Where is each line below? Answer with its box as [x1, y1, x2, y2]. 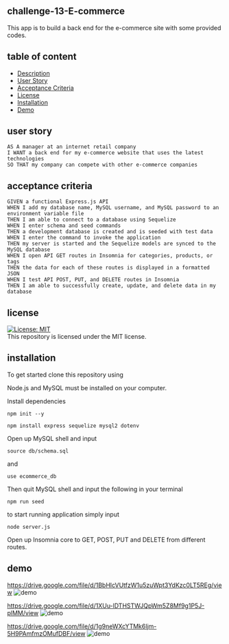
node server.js [7, 523, 51, 530]
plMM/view [7, 608, 39, 617]
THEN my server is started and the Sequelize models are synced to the [7, 240, 216, 248]
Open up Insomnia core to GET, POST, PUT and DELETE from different [7, 535, 206, 544]
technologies [7, 156, 45, 163]
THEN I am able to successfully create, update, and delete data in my [7, 283, 216, 289]
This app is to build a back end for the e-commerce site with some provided [7, 23, 221, 32]
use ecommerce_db [7, 473, 57, 479]
